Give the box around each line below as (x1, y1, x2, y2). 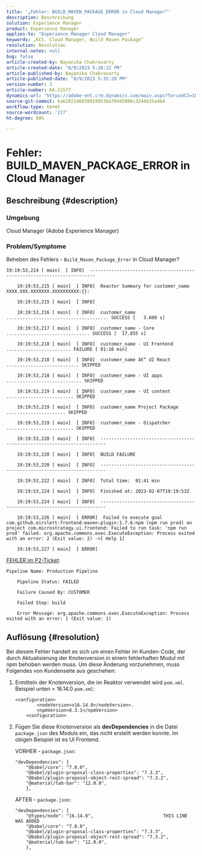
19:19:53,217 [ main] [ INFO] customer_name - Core (17, 325, 155, 331)
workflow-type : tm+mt (6, 103, 61, 110)
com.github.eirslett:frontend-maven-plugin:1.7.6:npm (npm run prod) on (6, 520, 192, 526)
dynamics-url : (6, 93, 42, 99)
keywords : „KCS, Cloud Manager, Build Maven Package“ (6, 37, 144, 43)
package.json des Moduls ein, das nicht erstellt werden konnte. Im (14, 730, 179, 737)
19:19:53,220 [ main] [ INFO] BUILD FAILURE (17, 451, 136, 457)
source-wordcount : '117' (6, 109, 69, 115)
